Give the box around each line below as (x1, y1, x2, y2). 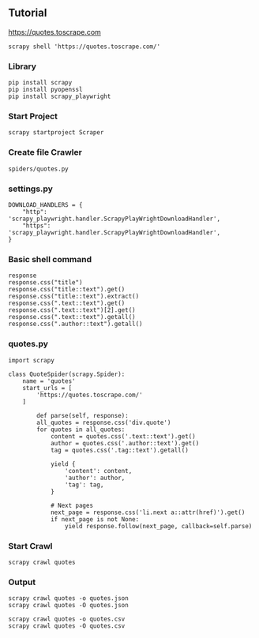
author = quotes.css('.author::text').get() (50, 439, 200, 447)
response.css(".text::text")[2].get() (8, 306, 136, 314)
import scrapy (8, 356, 55, 364)
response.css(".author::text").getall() (8, 320, 144, 328)
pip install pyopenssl (8, 86, 83, 94)
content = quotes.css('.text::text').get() (50, 432, 196, 441)
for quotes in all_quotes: (36, 426, 126, 433)
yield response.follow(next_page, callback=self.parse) (64, 522, 253, 530)
